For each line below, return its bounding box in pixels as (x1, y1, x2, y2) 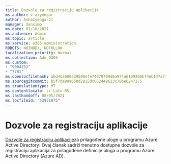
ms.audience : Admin (5, 31, 47, 36)
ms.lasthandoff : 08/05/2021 (5, 93, 65, 98)
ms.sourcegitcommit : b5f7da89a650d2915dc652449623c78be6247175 (5, 79, 142, 84)
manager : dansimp (5, 21, 42, 27)
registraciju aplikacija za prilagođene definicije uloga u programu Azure (5, 148, 155, 154)
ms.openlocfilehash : (5, 74, 49, 79)
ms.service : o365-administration (5, 41, 76, 46)
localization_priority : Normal (5, 50, 72, 55)
